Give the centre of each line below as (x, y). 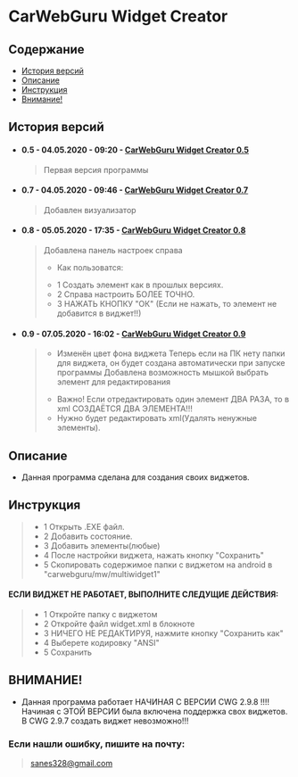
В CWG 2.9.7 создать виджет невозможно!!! (105, 721)
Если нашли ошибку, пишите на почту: (97, 744)
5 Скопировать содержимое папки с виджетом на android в (158, 565)
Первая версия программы (96, 169)
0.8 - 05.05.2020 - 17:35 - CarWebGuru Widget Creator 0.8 (133, 230)
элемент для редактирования (114, 382)
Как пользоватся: (90, 268)
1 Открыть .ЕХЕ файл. (84, 526)
